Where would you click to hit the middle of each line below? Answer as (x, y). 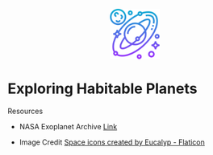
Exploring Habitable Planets (102, 89)
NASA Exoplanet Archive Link (68, 126)
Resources (25, 111)
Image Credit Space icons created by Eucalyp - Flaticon (112, 142)
